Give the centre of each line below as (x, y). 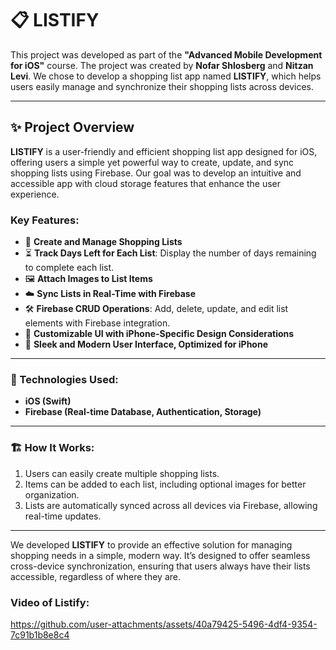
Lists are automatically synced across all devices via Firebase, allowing (171, 505)
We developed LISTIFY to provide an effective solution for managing (151, 544)
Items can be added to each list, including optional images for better (165, 484)
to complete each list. (69, 268)
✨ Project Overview (72, 127)
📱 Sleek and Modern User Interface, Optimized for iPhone (146, 344)
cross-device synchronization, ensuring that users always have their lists (160, 566)
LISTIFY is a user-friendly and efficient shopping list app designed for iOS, (164, 151)
